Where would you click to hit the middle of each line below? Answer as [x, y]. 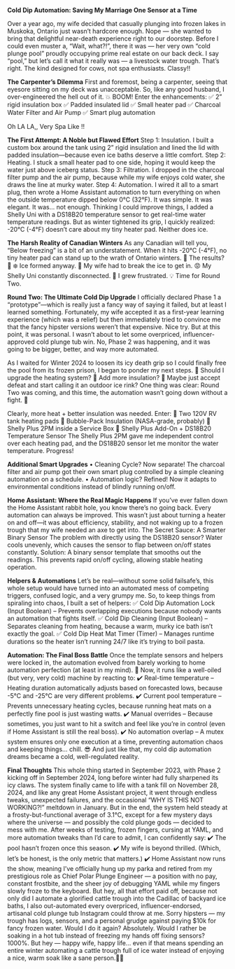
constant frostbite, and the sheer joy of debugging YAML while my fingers [114, 884]
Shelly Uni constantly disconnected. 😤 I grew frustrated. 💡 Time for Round [114, 276]
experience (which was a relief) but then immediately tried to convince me [114, 319]
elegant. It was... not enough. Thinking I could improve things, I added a [111, 207]
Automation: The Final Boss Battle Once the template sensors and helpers [115, 655]
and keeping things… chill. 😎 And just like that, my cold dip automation [109, 749]
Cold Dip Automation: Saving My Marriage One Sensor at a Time [102, 10]
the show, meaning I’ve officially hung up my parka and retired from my [110, 869]
